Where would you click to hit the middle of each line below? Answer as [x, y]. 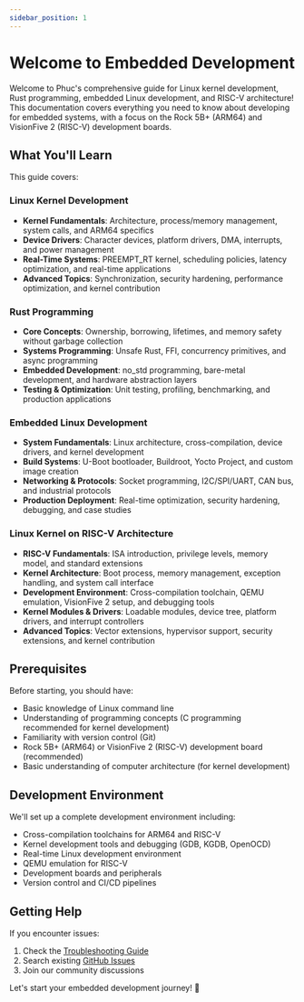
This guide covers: [44, 177]
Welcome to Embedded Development [152, 62]
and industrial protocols [67, 491]
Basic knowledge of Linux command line [98, 708]
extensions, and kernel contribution [89, 640]
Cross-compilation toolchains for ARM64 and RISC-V [122, 835]
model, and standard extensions [83, 563]
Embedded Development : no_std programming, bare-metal [134, 370]
